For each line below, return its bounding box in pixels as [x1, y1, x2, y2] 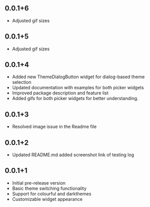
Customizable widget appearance [12, 196, 83, 202]
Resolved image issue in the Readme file [12, 124, 97, 130]
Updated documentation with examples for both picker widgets [12, 85, 144, 91]
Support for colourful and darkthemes [12, 190, 92, 197]
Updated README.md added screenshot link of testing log [12, 152, 134, 158]
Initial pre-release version [12, 180, 66, 186]
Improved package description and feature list [12, 90, 109, 96]
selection [12, 79, 31, 85]
